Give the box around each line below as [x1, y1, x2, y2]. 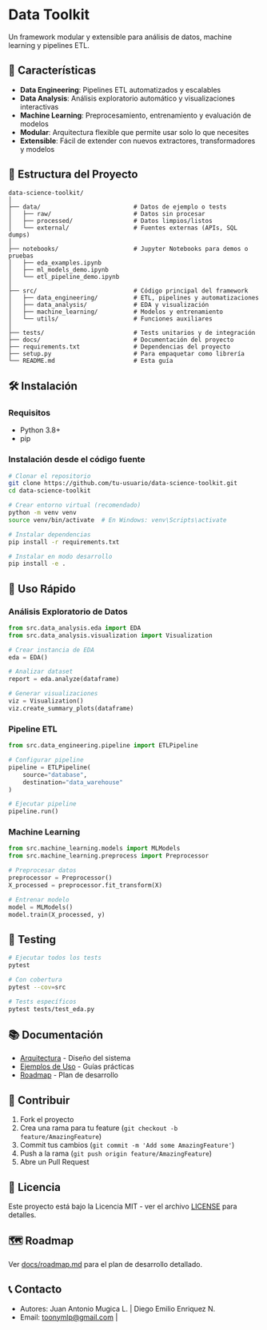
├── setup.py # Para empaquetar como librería [8, 349, 245, 357]
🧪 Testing [8, 933, 57, 946]
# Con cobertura [8, 976, 62, 984]
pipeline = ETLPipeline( [8, 763, 91, 771]
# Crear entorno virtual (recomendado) [8, 501, 141, 509]
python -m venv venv [8, 509, 78, 517]
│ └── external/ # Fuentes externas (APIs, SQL [8, 224, 238, 232]
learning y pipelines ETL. [8, 40, 90, 50]
